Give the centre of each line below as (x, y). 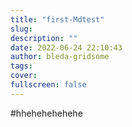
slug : (21, 29)
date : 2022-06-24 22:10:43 (66, 47)
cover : (24, 76)
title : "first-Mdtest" (57, 19)
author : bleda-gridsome (60, 57)
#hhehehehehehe (46, 113)
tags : (21, 66)
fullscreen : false (48, 85)
